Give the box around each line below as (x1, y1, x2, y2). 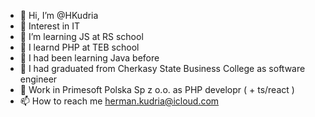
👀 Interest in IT (19, 20, 81, 32)
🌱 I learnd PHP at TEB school (19, 41, 140, 53)
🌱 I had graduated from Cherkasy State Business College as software (19, 63, 306, 74)
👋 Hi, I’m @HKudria (19, 10, 99, 21)
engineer (19, 73, 58, 85)
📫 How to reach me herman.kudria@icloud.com (19, 95, 220, 107)
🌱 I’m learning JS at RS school (19, 31, 144, 42)
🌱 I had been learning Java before (19, 52, 160, 64)
